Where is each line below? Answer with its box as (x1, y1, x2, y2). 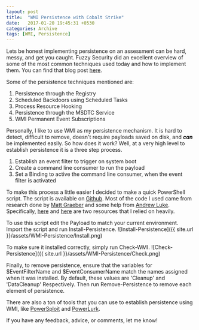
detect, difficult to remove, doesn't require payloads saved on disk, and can (6, 133, 193, 141)
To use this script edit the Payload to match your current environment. (6, 220, 179, 227)
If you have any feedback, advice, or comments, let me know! (6, 317, 158, 324)
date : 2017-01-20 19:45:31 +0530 (6, 20, 95, 26)
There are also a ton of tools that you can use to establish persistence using (6, 299, 193, 306)
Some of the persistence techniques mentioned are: (6, 79, 134, 86)
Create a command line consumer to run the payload (14, 164, 145, 172)
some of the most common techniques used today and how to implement (6, 61, 186, 68)
